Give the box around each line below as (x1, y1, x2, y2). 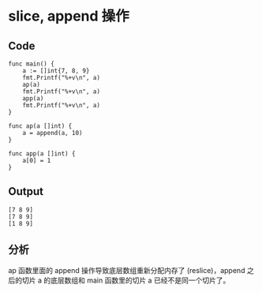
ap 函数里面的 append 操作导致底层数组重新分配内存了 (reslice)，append (8, 265, 245, 275)
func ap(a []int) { (8, 122, 73, 130)
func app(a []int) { (8, 150, 77, 158)
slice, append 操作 (8, 7, 130, 25)
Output (8, 185, 43, 198)
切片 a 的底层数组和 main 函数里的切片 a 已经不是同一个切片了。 (21, 275, 230, 285)
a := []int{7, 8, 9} (22, 67, 90, 75)
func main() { (8, 60, 55, 68)
